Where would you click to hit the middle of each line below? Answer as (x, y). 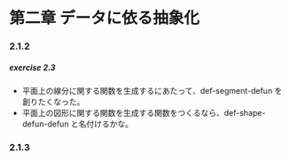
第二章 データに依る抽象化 (104, 18)
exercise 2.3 (32, 67)
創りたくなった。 (53, 102)
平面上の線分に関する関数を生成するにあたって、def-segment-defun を (152, 91)
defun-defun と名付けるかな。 (78, 124)
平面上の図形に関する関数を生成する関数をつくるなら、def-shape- (144, 113)
